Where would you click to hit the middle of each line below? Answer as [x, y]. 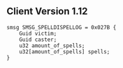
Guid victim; [38, 33]
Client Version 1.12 [47, 11]
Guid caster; [38, 40]
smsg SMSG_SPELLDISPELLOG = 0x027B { [61, 27]
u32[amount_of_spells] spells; [65, 51]
